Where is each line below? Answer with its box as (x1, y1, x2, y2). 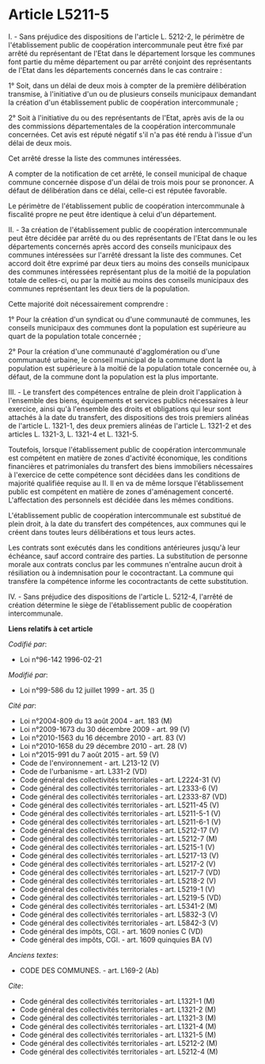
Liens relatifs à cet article (8, 624, 93, 633)
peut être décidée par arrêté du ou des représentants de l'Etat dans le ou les (8, 233, 257, 242)
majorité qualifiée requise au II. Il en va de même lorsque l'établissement (8, 478, 244, 488)
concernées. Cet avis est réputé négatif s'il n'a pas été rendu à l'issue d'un (8, 129, 252, 139)
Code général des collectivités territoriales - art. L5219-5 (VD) (19, 893, 221, 902)
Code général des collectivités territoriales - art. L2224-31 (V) (19, 775, 221, 784)
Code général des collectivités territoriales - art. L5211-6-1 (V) (19, 817, 221, 826)
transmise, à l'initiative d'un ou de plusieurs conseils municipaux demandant (8, 89, 257, 98)
